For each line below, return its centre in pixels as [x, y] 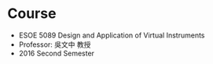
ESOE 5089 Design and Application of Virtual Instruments [112, 35]
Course [32, 14]
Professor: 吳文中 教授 [55, 44]
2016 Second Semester [57, 53]
